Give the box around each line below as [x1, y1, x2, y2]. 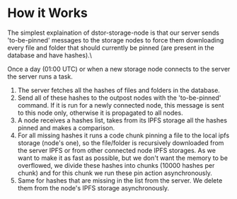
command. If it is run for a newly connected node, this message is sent [17, 101, 224, 109]
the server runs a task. [7, 72, 73, 81]
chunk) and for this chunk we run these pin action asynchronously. [17, 169, 212, 177]
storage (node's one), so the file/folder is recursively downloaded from [17, 138, 224, 147]
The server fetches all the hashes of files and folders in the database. [17, 86, 221, 94]
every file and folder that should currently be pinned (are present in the [7, 43, 214, 52]
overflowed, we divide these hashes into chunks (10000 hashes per [17, 161, 215, 169]
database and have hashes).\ [7, 51, 92, 59]
